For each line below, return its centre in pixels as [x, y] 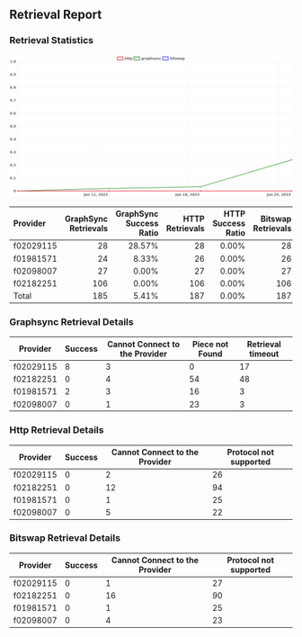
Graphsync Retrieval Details [71, 321]
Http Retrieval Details [57, 430]
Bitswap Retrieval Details [65, 538]
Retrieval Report [56, 15]
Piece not [210, 344]
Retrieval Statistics [52, 40]
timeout [264, 354]
